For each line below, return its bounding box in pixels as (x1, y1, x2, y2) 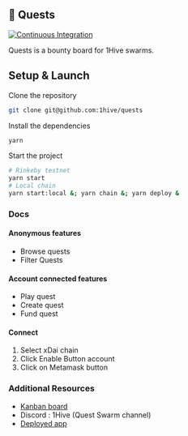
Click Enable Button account (19, 354, 115, 364)
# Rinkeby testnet (8, 167, 70, 175)
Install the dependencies (8, 121, 91, 130)
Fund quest (19, 309, 58, 318)
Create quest (19, 301, 64, 310)
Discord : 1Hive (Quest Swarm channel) (19, 410, 152, 420)
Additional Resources (8, 383, 95, 394)
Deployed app (19, 418, 67, 428)
